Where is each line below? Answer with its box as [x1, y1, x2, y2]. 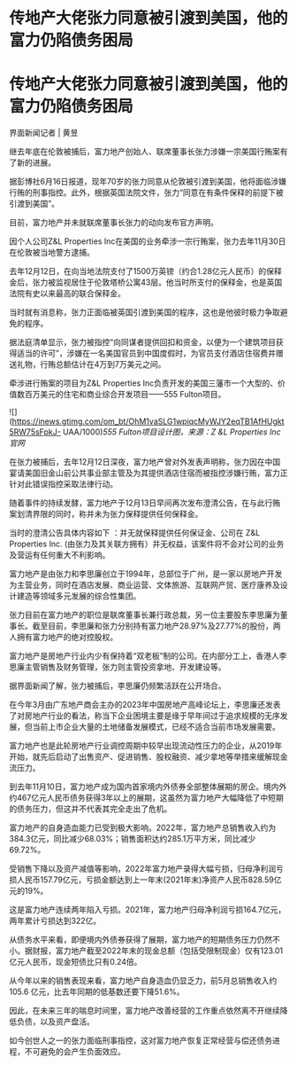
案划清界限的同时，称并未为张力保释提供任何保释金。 [9, 509, 203, 520]
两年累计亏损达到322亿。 [9, 915, 102, 927]
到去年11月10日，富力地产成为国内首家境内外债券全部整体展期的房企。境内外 [9, 781, 287, 792]
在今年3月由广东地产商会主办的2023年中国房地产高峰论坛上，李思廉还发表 [9, 700, 281, 710]
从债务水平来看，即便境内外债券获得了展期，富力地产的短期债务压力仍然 [9, 935, 272, 945]
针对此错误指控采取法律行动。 [9, 479, 118, 489]
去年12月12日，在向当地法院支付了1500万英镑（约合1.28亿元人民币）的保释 [9, 266, 283, 277]
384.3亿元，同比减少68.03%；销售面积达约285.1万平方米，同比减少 [9, 834, 256, 844]
